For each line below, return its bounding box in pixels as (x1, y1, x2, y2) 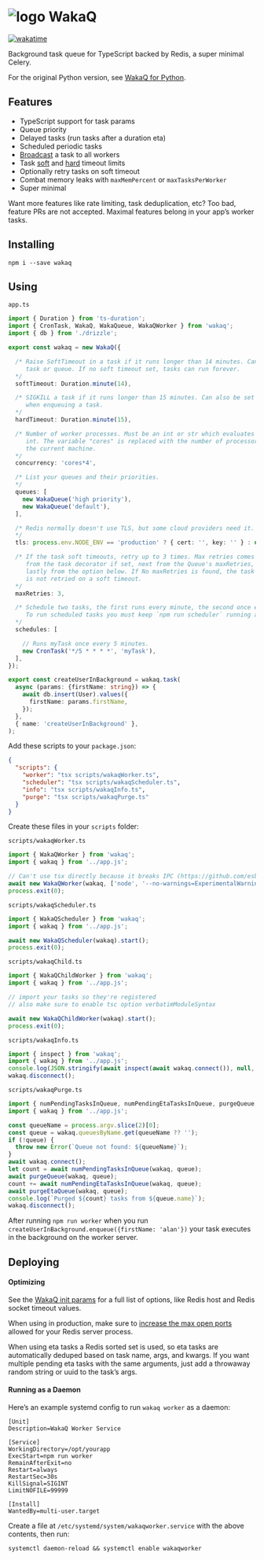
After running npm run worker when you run (8, 1216, 148, 1226)
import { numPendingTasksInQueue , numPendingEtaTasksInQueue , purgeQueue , (8, 1100, 258, 1108)
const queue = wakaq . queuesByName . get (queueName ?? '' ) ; (8, 1128, 199, 1136)
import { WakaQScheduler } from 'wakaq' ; (8, 914, 146, 923)
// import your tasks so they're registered (8, 993, 156, 1001)
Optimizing (8, 1278, 46, 1287)
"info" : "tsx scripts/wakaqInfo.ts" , (22, 786, 146, 793)
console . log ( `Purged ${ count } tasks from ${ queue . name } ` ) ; (8, 1194, 206, 1202)
